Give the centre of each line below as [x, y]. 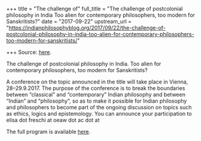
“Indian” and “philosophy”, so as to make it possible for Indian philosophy [97, 101]
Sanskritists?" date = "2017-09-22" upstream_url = [69, 21]
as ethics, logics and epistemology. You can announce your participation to [99, 114]
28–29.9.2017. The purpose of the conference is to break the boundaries [96, 88]
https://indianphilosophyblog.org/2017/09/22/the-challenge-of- [87, 28]
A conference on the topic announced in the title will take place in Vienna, [97, 82]
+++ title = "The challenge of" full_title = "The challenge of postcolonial [94, 9]
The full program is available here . [48, 132]
